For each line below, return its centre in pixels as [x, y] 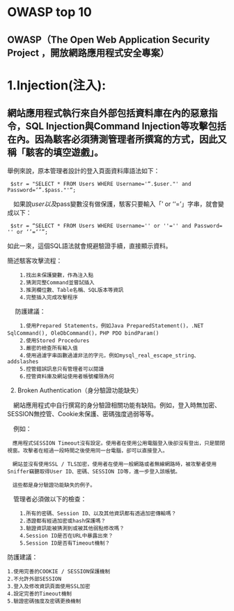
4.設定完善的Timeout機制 [39, 594]
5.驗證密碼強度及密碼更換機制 [44, 601]
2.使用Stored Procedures [55, 340]
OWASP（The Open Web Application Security [109, 39]
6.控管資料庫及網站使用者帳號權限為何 [67, 376]
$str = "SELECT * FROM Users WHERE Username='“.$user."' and [101, 184]
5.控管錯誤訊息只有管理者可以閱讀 [62, 369]
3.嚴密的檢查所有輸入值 [49, 348]
